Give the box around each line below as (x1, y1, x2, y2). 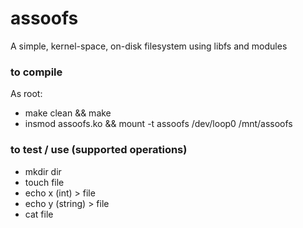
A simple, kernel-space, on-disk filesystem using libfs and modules (10, 40, 288, 52)
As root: (10, 88, 43, 100)
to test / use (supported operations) (10, 143, 188, 157)
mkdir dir (24, 165, 62, 177)
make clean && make (24, 107, 112, 119)
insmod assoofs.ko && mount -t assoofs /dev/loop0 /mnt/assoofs (24, 118, 293, 130)
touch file (24, 176, 65, 188)
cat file (24, 208, 54, 220)
